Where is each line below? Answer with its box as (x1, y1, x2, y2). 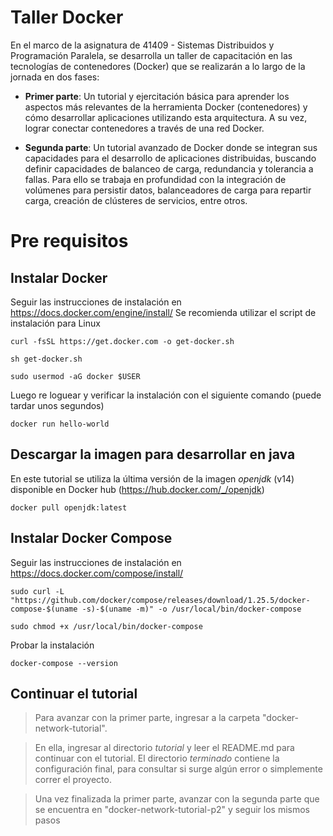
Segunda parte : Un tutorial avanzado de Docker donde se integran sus (24, 141, 318, 153)
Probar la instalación (10, 639, 95, 651)
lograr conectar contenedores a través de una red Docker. (24, 122, 265, 134)
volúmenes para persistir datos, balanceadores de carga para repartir (24, 184, 312, 196)
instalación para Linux (10, 317, 101, 329)
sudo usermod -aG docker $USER (10, 371, 141, 381)
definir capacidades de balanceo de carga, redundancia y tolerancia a (24, 162, 314, 175)
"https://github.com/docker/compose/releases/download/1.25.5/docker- (10, 595, 311, 605)
